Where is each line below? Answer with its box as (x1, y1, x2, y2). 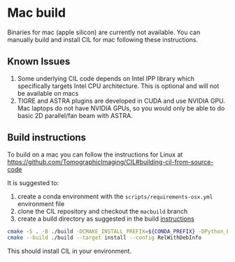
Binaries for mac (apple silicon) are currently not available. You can (7, 28, 201, 36)
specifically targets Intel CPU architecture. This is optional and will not (17, 82, 220, 90)
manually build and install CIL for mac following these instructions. (7, 35, 199, 43)
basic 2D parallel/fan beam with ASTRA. (17, 111, 133, 119)
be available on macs (17, 89, 79, 97)
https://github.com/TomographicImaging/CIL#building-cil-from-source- (7, 157, 214, 166)
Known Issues (7, 56, 71, 68)
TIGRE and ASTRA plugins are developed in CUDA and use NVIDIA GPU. (17, 96, 225, 105)
